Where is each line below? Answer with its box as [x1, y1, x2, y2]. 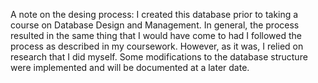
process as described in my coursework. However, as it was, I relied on [10, 40, 304, 52]
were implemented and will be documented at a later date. [10, 62, 250, 73]
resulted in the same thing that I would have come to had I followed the [10, 30, 302, 41]
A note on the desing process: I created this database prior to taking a [10, 9, 299, 20]
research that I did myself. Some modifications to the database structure [10, 51, 308, 63]
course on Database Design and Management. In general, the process [10, 19, 300, 31]
